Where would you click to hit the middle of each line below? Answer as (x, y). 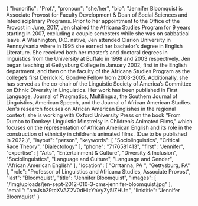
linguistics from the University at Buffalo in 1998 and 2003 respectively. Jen (98, 59)
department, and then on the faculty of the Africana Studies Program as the (98, 71)
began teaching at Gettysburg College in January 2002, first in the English (97, 65)
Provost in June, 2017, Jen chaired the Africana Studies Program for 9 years (98, 27)
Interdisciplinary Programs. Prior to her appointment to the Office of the (93, 21)
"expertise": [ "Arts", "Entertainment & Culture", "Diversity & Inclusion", (92, 153)
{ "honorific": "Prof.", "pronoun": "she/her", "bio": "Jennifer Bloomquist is (95, 9)
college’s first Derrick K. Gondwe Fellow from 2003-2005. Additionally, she (97, 77)
